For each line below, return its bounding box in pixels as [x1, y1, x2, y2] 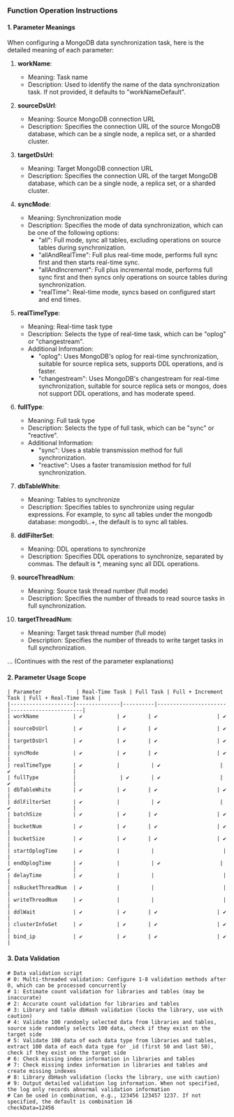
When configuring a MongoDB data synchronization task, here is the [7, 38, 205, 47]
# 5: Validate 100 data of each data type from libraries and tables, [7, 1037, 217, 1044]
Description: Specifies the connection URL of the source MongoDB [27, 122, 221, 131]
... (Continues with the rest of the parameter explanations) [7, 657, 174, 665]
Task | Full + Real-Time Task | [7, 695, 101, 702]
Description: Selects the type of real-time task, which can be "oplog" [27, 330, 226, 338]
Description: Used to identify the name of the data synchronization [27, 80, 220, 89]
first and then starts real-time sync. [38, 258, 140, 267]
